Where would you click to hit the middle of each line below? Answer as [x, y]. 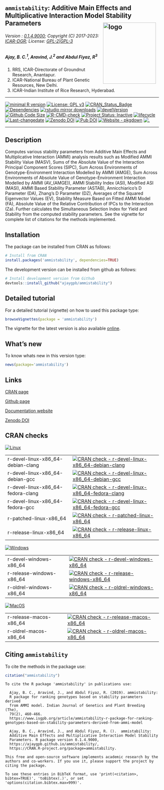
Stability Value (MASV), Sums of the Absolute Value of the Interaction [75, 162]
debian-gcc [21, 479]
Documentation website [29, 411]
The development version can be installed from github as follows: [71, 270]
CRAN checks [27, 436]
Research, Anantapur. [34, 74]
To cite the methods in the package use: [45, 667]
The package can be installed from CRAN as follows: [58, 247]
